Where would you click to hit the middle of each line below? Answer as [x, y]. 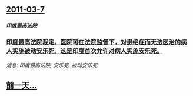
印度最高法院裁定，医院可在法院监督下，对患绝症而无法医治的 [94, 42]
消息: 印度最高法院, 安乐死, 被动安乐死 [52, 65]
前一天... [22, 86]
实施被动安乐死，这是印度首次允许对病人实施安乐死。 [87, 51]
